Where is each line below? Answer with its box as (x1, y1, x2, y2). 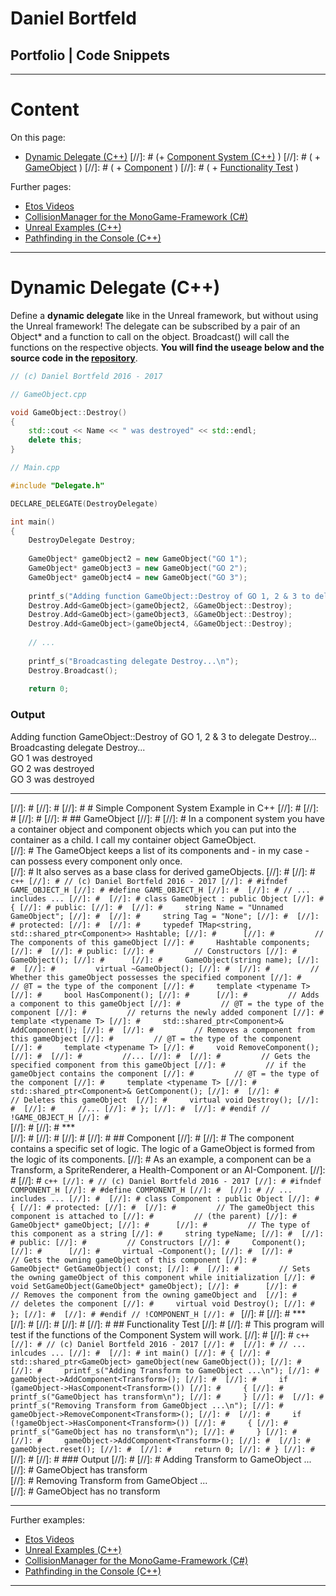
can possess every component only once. (10, 855, 183, 867)
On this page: (10, 131, 66, 143)
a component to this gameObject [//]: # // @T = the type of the (10, 998, 325, 1009)
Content (10, 98, 80, 121)
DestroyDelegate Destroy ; (28, 535, 137, 546)
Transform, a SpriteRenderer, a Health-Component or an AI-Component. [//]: (10, 1163, 326, 1176)
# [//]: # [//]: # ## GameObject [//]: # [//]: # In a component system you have (10, 812, 325, 824)
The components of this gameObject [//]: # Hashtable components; (10, 937, 311, 947)
